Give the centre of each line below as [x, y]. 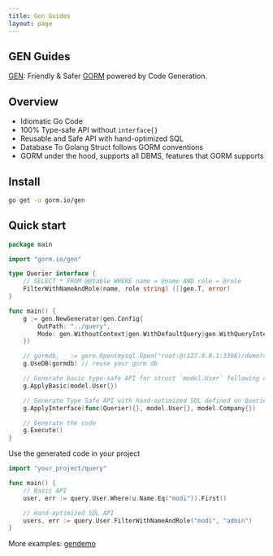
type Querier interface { [52, 274]
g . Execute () [43, 431]
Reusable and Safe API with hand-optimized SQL [102, 138]
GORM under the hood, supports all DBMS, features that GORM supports [142, 156]
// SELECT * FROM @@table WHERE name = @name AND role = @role [132, 282]
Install [24, 181]
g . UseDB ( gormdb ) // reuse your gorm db [91, 364]
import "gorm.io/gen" [45, 259]
